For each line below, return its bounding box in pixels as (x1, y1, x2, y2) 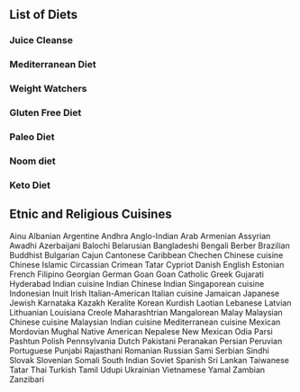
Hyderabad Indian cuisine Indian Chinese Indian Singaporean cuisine (9, 278, 265, 289)
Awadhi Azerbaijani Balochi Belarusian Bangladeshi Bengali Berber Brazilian (9, 240, 290, 251)
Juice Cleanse (9, 34, 74, 47)
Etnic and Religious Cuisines (9, 207, 173, 222)
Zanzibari (9, 373, 45, 385)
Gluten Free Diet (9, 107, 82, 120)
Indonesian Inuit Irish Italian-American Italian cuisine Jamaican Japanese (9, 288, 280, 298)
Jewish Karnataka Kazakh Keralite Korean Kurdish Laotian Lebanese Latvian (9, 297, 292, 308)
